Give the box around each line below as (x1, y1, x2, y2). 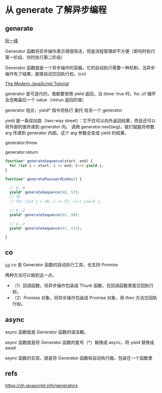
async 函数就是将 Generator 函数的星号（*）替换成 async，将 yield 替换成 (5, 340, 155, 345)
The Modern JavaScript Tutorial (5, 81, 69, 86)
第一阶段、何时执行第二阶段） (5, 54, 65, 60)
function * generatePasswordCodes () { (5, 177, 82, 182)
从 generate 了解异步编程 (5, 4, 107, 16)
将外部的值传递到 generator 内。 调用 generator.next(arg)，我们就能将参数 (5, 124, 155, 130)
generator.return (5, 149, 38, 155)
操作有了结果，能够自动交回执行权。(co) (5, 71, 87, 76)
